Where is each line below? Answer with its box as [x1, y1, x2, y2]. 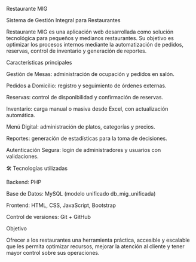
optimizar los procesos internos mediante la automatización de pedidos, [6, 41, 184, 48]
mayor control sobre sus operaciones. [6, 249, 100, 256]
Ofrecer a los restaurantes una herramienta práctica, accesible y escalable [6, 236, 190, 243]
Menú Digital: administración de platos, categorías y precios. [6, 123, 155, 130]
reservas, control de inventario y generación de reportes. [6, 47, 147, 54]
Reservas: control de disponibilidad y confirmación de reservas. [6, 94, 164, 100]
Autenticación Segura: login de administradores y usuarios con [6, 147, 161, 153]
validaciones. [6, 153, 39, 160]
